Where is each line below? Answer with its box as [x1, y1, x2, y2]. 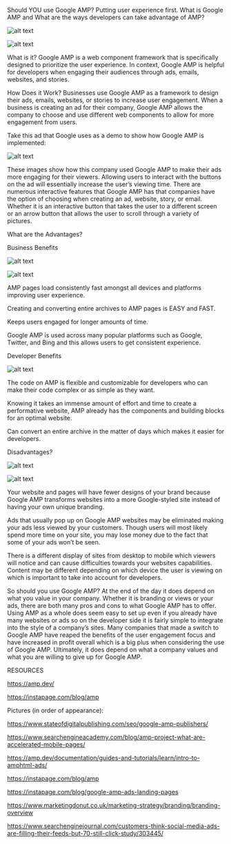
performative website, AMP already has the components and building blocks [7, 406, 225, 415]
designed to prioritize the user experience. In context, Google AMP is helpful [7, 61, 225, 68]
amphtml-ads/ [7, 761, 48, 769]
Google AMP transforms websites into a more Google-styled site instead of [7, 495, 221, 503]
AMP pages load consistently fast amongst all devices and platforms [7, 284, 202, 292]
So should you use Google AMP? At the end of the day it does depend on [7, 587, 215, 595]
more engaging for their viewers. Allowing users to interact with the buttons [7, 173, 222, 181]
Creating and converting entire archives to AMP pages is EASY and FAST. [7, 304, 216, 313]
